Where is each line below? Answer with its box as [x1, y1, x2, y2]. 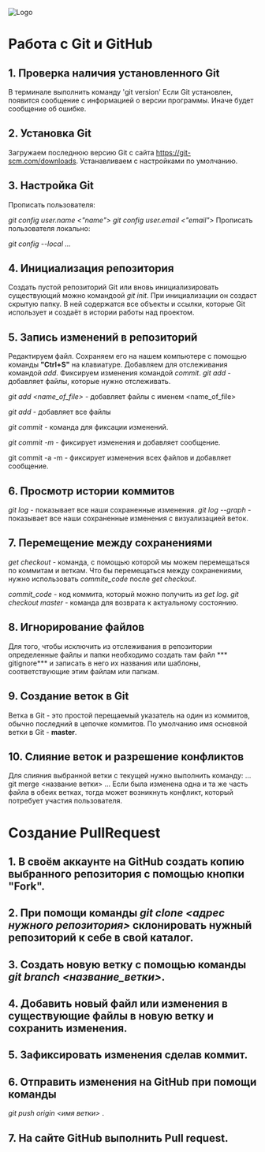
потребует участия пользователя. [8, 796, 123, 806]
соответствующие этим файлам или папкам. [8, 666, 159, 676]
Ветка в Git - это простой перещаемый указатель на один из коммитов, [8, 710, 251, 720]
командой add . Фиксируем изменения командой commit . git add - [8, 368, 231, 378]
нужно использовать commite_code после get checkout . [8, 574, 197, 583]
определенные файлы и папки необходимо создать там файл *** [8, 650, 228, 659]
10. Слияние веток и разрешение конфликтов [8, 750, 244, 763]
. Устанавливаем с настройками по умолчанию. [76, 156, 238, 166]
